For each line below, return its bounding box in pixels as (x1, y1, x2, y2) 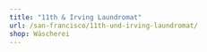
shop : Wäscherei (9, 29, 70, 38)
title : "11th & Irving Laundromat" (9, 12, 142, 22)
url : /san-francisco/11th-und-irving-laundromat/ (9, 21, 199, 30)
